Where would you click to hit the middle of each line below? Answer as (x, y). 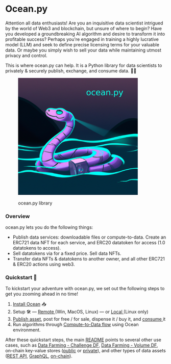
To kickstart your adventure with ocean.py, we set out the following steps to (85, 289)
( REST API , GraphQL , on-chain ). (39, 356)
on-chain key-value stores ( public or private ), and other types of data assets (86, 351)
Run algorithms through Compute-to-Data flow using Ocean (76, 325)
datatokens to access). (37, 248)
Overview (18, 216)
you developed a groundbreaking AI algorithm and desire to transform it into (85, 34)
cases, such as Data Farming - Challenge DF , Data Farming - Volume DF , (82, 345)
